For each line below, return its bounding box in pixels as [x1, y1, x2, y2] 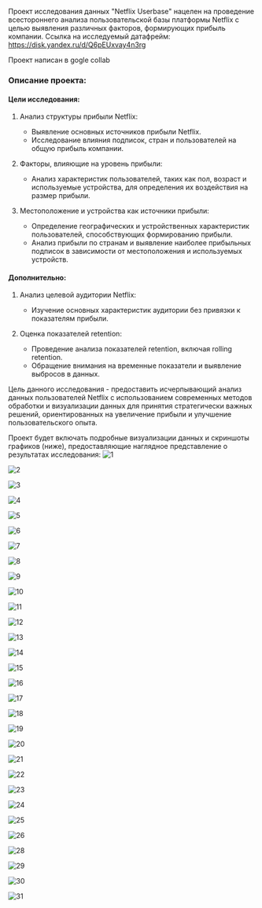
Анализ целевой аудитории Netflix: [19, 290, 136, 300]
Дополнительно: [8, 273, 67, 282]
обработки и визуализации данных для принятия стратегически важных [8, 401, 253, 411]
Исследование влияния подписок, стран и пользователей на [31, 135, 237, 145]
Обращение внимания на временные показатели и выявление [31, 361, 242, 370]
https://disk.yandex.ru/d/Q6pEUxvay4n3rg [8, 40, 146, 50]
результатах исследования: [8, 450, 101, 459]
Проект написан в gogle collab [8, 55, 110, 64]
